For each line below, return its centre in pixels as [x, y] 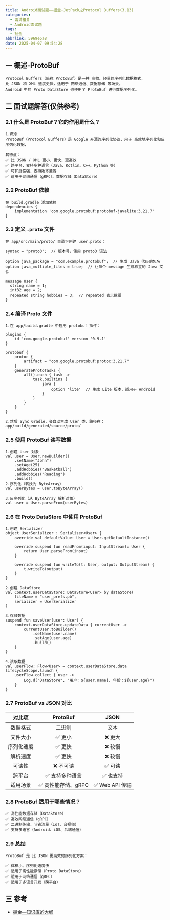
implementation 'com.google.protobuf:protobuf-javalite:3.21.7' [84, 211]
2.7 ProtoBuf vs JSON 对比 [39, 703]
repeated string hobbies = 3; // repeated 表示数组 [66, 295]
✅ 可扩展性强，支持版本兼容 [31, 171]
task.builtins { [50, 379]
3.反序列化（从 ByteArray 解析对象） [41, 499]
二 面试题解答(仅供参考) [42, 106]
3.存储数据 [15, 616]
